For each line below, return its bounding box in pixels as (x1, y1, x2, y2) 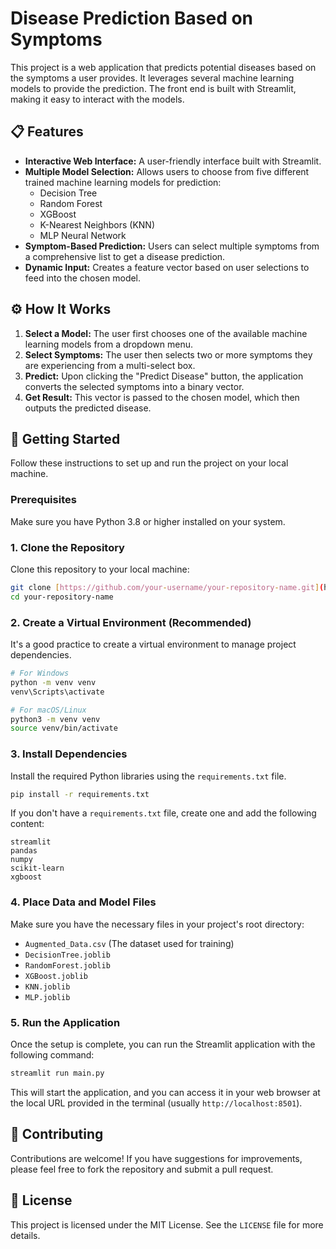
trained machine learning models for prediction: (24, 176, 222, 188)
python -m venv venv (10, 677, 97, 687)
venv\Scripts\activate (10, 687, 105, 697)
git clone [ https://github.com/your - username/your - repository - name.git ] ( (10, 582, 325, 592)
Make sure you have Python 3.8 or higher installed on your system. (10, 515, 286, 527)
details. (10, 1229, 41, 1241)
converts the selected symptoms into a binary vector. (24, 380, 245, 392)
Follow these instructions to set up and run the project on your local (10, 457, 289, 469)
